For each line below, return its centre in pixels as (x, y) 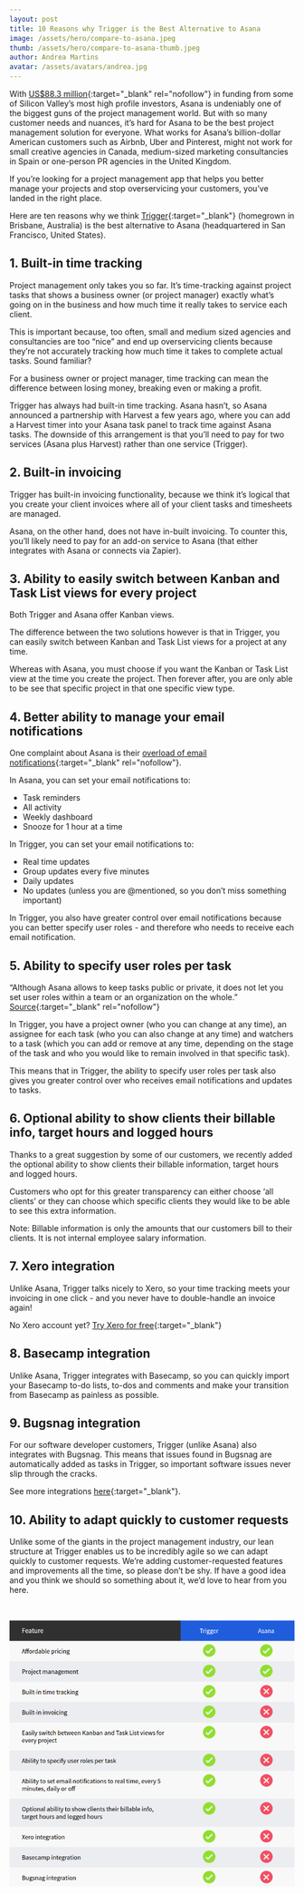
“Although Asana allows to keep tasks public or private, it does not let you (147, 987)
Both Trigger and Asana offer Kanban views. (92, 615)
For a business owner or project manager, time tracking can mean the (139, 378)
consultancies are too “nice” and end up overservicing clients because (141, 341)
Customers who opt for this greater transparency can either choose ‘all (142, 1191)
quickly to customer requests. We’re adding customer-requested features (146, 1561)
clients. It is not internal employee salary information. (108, 1238)
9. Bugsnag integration (75, 1423)
